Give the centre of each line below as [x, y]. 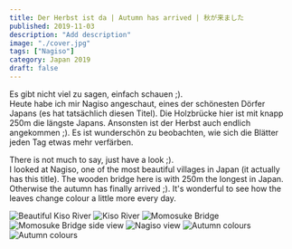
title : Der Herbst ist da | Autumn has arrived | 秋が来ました [127, 18]
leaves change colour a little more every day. [93, 198]
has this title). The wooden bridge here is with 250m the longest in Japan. [146, 178]
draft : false [34, 69]
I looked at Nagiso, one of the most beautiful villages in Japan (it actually [145, 169]
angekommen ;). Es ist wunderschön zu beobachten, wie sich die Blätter [144, 132]
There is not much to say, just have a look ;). [92, 159]
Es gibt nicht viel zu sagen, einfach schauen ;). [96, 94]
